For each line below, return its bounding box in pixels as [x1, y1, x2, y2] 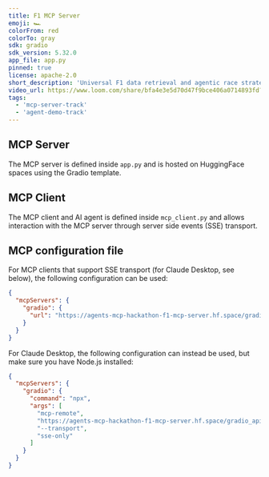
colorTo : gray [8, 34, 56, 42]
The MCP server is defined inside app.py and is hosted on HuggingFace [8, 159, 245, 169]
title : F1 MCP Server [8, 11, 81, 20]
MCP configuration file [8, 244, 124, 258]
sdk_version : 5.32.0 [8, 49, 78, 57]
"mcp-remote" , [37, 409, 84, 417]
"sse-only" [37, 431, 74, 440]
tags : [8, 94, 26, 102]
